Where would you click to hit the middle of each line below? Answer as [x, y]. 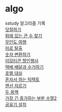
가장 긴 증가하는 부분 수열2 [31, 98]
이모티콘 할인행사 [22, 60]
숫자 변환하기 [18, 54]
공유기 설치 [16, 104]
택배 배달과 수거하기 [24, 67]
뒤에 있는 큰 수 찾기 [24, 35]
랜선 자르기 [16, 85]
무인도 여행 [16, 42]
